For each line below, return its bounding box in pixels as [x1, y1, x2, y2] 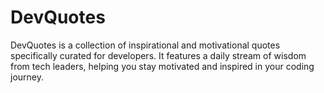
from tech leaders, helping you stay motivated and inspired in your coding [10, 60, 315, 72]
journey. [10, 71, 44, 83]
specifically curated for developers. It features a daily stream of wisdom [10, 49, 307, 61]
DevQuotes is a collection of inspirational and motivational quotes [10, 39, 281, 51]
